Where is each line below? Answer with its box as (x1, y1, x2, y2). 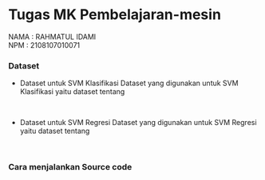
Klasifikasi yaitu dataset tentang (19, 87, 125, 96)
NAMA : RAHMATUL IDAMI (8, 32, 97, 41)
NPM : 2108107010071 (8, 40, 81, 49)
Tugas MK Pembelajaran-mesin (8, 6, 222, 24)
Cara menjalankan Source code (8, 162, 132, 173)
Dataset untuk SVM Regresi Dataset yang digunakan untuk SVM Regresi (19, 118, 257, 127)
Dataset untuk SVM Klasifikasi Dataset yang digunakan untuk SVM (19, 78, 239, 88)
